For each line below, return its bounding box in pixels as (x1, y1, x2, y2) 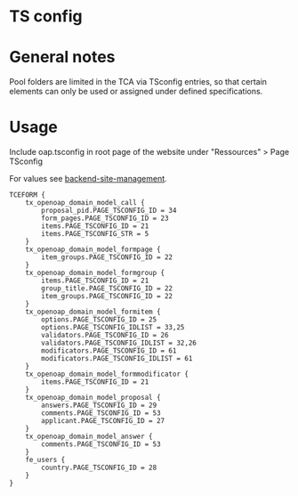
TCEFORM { (9, 191, 46, 199)
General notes (9, 47, 116, 68)
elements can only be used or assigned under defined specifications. (9, 86, 263, 97)
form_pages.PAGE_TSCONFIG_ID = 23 (41, 214, 169, 224)
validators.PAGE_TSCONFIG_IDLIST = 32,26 (41, 338, 197, 348)
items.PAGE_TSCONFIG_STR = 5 (41, 230, 149, 239)
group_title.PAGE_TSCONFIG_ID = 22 (41, 284, 173, 293)
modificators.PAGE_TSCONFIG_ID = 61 (41, 346, 177, 355)
